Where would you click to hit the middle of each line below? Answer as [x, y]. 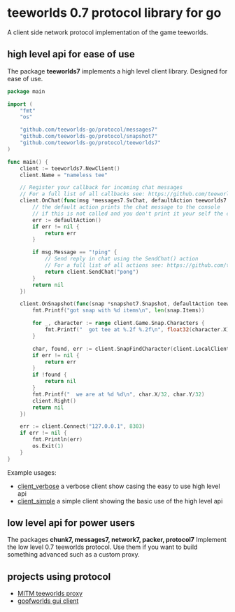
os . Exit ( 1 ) [48, 446]
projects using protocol [59, 577]
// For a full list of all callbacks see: [83, 194]
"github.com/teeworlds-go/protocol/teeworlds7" [90, 143]
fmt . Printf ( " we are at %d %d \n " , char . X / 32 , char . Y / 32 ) [119, 394]
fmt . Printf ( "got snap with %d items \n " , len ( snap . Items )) [119, 311]
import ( [20, 104]
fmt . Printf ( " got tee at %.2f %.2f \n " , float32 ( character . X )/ [138, 330]
